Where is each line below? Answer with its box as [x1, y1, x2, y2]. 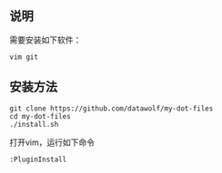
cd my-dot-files [9, 111, 71, 120]
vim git [9, 53, 39, 62]
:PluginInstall [9, 155, 67, 164]
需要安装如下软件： [9, 34, 82, 45]
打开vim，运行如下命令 [9, 137, 96, 148]
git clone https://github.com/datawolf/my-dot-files [9, 103, 214, 113]
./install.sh [9, 120, 59, 129]
